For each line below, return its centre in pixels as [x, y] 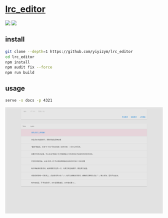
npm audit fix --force [29, 67]
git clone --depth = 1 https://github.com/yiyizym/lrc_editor [69, 51]
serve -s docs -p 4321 [29, 100]
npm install [17, 62]
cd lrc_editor [20, 57]
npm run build [20, 73]
